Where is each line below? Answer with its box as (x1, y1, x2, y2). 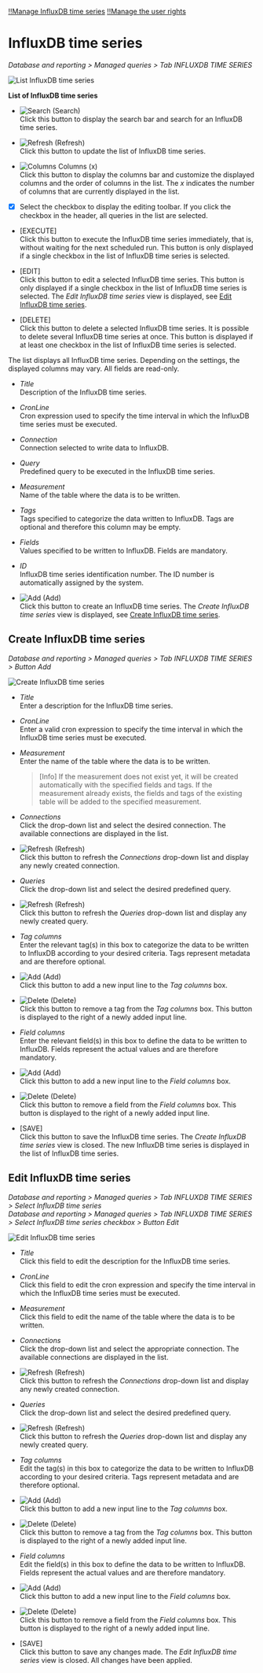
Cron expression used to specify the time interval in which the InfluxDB (19, 411, 250, 420)
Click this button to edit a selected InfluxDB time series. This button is (19, 275, 245, 284)
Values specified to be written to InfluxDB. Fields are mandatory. (19, 546, 228, 555)
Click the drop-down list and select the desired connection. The (19, 820, 226, 830)
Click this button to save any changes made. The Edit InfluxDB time (19, 1647, 237, 1656)
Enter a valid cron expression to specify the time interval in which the (19, 724, 243, 734)
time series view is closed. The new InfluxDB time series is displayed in (19, 1140, 250, 1149)
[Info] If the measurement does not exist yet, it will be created (38, 772, 239, 781)
